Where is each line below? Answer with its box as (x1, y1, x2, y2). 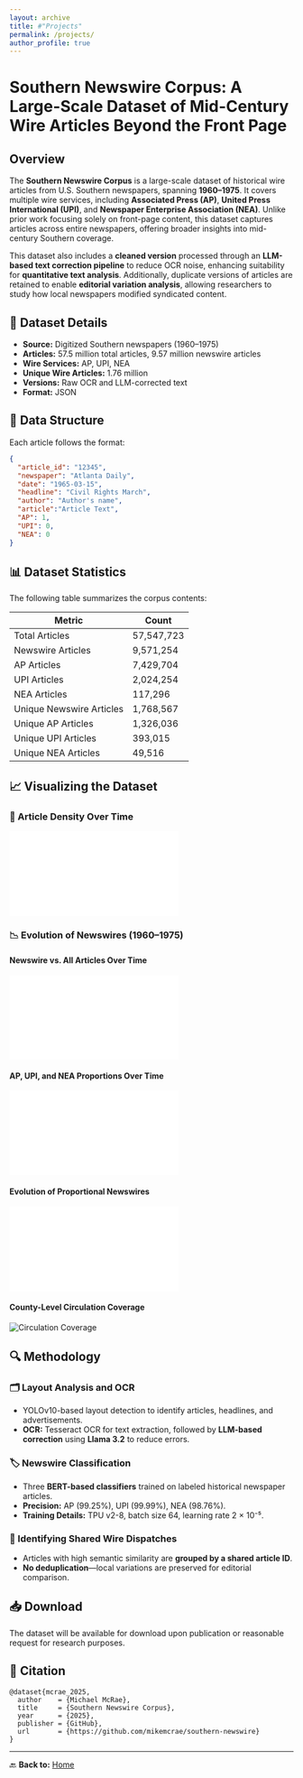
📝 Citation (9, 1663, 66, 1679)
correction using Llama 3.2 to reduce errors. (22, 1434, 190, 1445)
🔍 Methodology (9, 1349, 101, 1365)
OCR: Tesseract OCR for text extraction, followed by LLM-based (22, 1424, 263, 1435)
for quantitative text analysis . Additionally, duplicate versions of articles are (9, 270, 293, 281)
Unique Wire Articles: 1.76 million (22, 367, 149, 379)
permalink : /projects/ (9, 30, 95, 39)
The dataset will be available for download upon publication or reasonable (9, 1627, 284, 1638)
